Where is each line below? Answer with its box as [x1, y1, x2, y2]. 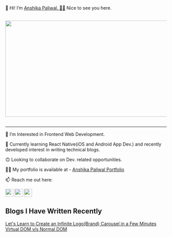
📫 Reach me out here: [5, 177, 53, 183]
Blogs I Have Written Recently [5, 207, 102, 215]
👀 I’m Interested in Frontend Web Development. [5, 131, 105, 137]
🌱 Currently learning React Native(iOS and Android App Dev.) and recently [5, 141, 162, 147]
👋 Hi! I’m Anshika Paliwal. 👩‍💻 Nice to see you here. [5, 5, 112, 11]
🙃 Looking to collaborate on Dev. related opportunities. [5, 156, 122, 163]
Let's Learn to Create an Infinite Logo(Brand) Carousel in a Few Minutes [5, 221, 157, 227]
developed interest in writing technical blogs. [5, 147, 100, 152]
